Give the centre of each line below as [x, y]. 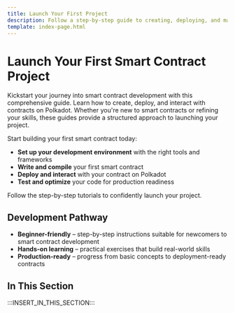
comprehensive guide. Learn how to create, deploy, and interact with [107, 103]
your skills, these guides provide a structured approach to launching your [113, 118]
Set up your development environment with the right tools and [108, 152]
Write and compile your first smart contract [80, 167]
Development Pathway [58, 217]
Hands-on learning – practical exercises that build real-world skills [114, 249]
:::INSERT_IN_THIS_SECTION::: [51, 303]
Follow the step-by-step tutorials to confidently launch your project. [105, 196]
